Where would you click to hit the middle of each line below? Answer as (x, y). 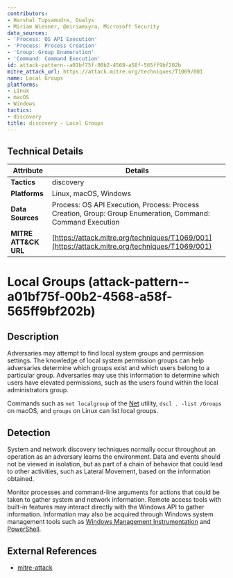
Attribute (28, 170)
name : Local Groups (35, 78)
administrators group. (38, 390)
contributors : (28, 14)
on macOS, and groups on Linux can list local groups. (83, 411)
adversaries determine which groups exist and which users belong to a (109, 368)
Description (33, 336)
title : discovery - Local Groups (55, 123)
